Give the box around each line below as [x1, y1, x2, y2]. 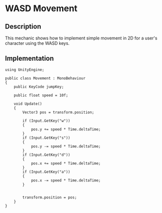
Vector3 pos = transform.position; [22, 110, 95, 115]
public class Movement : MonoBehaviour [5, 76, 86, 81]
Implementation [5, 54, 54, 63]
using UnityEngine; [5, 67, 45, 72]
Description [5, 22, 41, 31]
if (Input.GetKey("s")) [22, 135, 70, 140]
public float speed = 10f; [14, 93, 68, 98]
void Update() [14, 101, 42, 106]
